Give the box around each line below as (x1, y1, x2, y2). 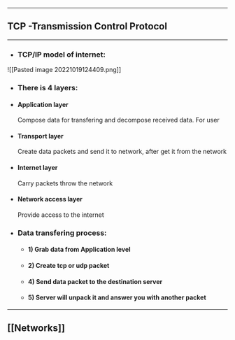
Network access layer (17, 195, 83, 204)
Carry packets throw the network (17, 179, 113, 187)
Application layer (17, 100, 69, 108)
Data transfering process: (17, 228, 107, 238)
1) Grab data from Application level (27, 246, 131, 254)
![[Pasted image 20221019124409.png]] (7, 66, 122, 74)
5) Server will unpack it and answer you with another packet (27, 293, 206, 302)
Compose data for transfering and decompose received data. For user (17, 116, 220, 125)
